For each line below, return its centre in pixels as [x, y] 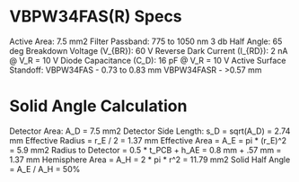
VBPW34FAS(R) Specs [96, 17]
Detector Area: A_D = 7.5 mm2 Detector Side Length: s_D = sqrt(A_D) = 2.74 [150, 131]
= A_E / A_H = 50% [45, 169]
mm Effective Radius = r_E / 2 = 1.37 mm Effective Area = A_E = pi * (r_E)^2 [148, 140]
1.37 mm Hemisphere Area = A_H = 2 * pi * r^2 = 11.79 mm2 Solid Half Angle [150, 160]
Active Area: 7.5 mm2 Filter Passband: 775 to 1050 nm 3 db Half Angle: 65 [146, 41]
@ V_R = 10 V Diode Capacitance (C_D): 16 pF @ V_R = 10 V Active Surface [148, 60]
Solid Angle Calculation [98, 106]
